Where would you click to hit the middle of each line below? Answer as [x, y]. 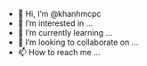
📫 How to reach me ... [59, 52]
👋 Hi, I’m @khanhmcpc [59, 14]
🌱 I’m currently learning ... [65, 33]
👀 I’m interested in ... [55, 23]
